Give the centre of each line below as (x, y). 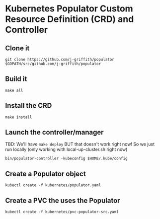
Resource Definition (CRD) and (70, 19)
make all (14, 90)
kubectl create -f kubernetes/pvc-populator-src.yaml (62, 212)
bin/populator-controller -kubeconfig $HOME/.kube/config (66, 159)
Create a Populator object (45, 174)
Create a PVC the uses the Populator (63, 200)
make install (19, 117)
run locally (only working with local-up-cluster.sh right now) (66, 149)
